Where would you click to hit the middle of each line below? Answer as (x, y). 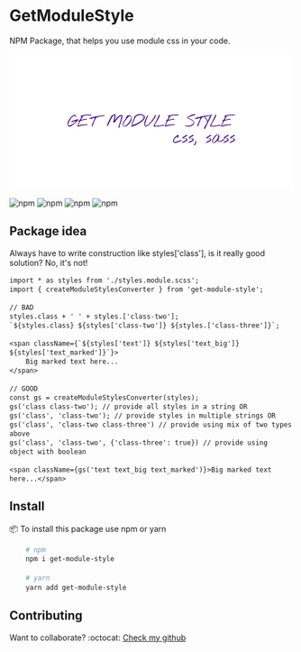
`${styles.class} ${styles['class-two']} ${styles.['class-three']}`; (145, 326)
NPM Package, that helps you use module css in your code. (120, 41)
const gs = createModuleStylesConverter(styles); (105, 398)
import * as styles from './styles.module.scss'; (105, 280)
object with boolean (48, 452)
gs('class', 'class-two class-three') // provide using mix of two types (151, 425)
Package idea (48, 231)
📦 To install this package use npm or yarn (88, 528)
